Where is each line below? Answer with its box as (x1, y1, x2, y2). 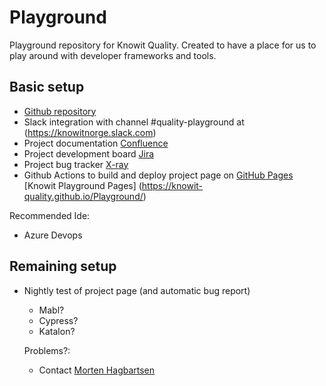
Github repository (23, 105, 97, 117)
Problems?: (23, 344, 71, 356)
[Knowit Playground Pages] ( (23, 179, 142, 191)
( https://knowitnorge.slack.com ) (23, 126, 157, 138)
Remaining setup (9, 258, 117, 275)
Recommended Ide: (9, 209, 91, 221)
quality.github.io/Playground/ (23, 190, 144, 202)
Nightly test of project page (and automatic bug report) (23, 284, 251, 296)
